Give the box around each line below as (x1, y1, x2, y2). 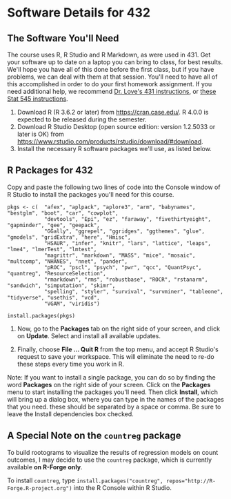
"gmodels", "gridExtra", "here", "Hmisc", (7, 233, 131, 241)
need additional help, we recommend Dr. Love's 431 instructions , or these (7, 88, 217, 95)
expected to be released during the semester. (17, 115, 147, 124)
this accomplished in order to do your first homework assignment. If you (7, 80, 212, 88)
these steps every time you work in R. (17, 360, 125, 368)
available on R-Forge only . (7, 462, 83, 471)
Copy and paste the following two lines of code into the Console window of (7, 183, 221, 191)
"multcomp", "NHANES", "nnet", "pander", (7, 257, 128, 265)
